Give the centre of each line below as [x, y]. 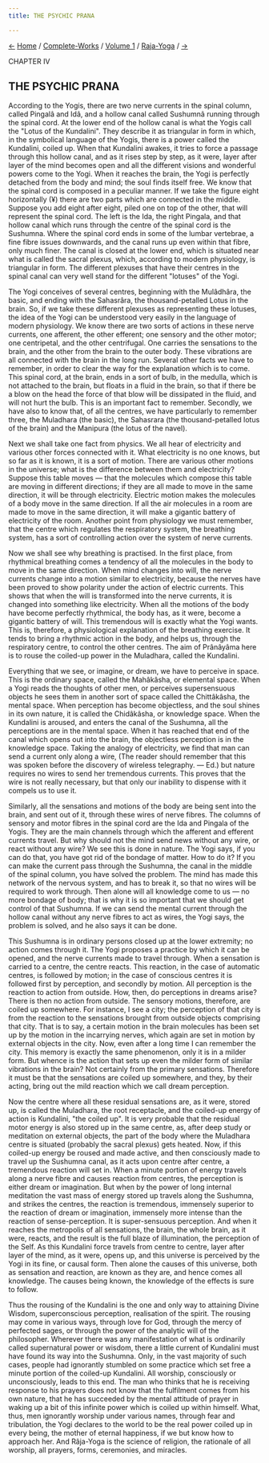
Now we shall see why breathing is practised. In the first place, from [120, 553]
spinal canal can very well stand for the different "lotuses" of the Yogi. [124, 276]
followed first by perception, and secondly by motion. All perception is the [130, 984]
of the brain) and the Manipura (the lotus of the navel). [98, 428]
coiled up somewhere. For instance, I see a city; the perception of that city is [134, 1009]
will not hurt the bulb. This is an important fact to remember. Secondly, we [130, 403]
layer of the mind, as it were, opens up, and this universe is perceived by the [134, 1255]
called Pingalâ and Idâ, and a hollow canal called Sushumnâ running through [134, 114]
